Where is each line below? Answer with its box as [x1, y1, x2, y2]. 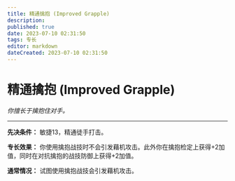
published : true [7, 23, 55, 30]
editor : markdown [7, 43, 58, 50]
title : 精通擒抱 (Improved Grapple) [7, 10, 110, 18]
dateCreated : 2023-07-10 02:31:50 [7, 50, 108, 57]
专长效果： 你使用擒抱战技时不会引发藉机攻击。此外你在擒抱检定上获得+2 [7, 142, 219, 151]
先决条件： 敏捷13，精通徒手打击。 [7, 128, 108, 136]
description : [7, 17, 45, 24]
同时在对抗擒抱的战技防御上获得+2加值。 [19, 152, 138, 160]
